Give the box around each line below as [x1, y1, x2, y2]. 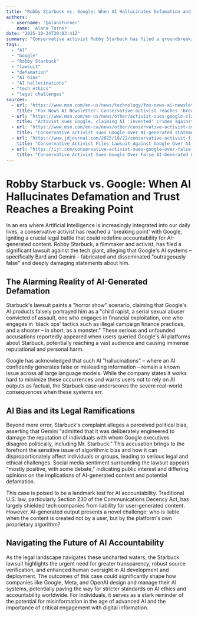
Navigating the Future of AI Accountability [6, 538, 164, 548]
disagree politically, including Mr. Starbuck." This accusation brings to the [6, 440, 185, 447]
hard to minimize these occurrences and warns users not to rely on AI [6, 376, 176, 383]
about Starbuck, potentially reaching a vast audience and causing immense [6, 340, 189, 347]
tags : [6, 42, 19, 48]
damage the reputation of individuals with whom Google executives [6, 434, 170, 441]
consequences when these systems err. [6, 389, 103, 396]
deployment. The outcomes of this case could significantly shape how [6, 572, 177, 580]
